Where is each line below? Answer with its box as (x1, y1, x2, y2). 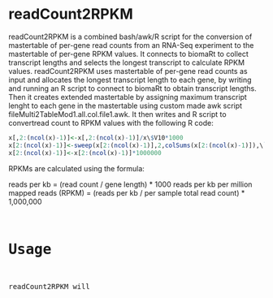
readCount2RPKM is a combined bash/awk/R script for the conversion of (8, 32, 253, 41)
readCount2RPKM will (8, 282, 91, 291)
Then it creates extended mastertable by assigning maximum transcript (8, 92, 248, 101)
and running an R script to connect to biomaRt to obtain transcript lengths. (8, 83, 258, 93)
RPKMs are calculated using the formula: (8, 163, 145, 173)
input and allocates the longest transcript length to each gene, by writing (8, 75, 252, 84)
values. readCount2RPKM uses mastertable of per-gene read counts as (8, 66, 248, 76)
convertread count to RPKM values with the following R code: (8, 118, 214, 127)
